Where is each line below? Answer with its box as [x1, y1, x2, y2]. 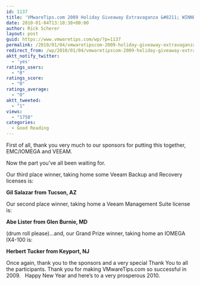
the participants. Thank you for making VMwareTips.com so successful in [6, 266, 187, 272]
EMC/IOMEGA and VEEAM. [6, 148, 73, 155]
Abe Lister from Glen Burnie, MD [6, 218, 88, 225]
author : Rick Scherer [6, 25, 60, 32]
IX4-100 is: [6, 236, 33, 243]
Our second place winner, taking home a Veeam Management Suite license [6, 200, 190, 207]
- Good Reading [11, 125, 49, 131]
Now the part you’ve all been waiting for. [6, 159, 106, 166]
